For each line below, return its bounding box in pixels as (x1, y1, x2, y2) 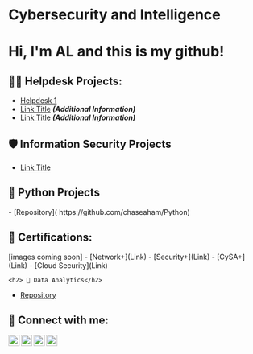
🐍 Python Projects (8, 186, 101, 200)
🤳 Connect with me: (8, 314, 109, 327)
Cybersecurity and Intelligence (8, 6, 221, 24)
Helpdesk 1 (19, 96, 57, 105)
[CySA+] (216, 252, 246, 261)
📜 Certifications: (8, 231, 93, 245)
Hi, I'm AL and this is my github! (8, 43, 225, 61)
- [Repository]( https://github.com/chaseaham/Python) (8, 207, 191, 216)
